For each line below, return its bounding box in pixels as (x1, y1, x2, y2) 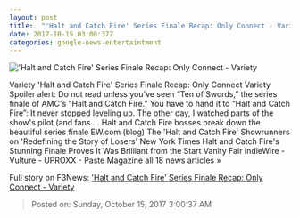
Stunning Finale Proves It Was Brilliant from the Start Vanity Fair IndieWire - (9, 146, 286, 157)
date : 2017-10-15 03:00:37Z (9, 29, 114, 38)
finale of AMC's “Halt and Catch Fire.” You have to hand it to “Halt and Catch (9, 99, 290, 109)
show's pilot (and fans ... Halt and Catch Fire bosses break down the (9, 117, 261, 128)
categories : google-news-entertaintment (9, 37, 162, 47)
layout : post (9, 12, 58, 22)
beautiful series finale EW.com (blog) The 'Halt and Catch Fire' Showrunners (9, 126, 290, 138)
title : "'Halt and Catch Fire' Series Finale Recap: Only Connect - (9, 21, 274, 30)
